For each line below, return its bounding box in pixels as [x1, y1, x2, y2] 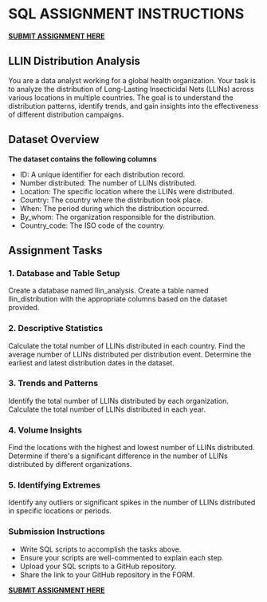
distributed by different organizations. [8, 460, 132, 469]
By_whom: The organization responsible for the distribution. [19, 212, 216, 221]
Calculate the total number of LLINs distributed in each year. [8, 405, 206, 414]
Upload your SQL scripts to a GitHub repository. [19, 561, 177, 571]
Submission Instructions [8, 526, 105, 537]
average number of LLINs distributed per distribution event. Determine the [8, 349, 252, 359]
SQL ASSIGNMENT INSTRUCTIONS [8, 5, 245, 23]
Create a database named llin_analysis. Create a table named [8, 285, 209, 296]
